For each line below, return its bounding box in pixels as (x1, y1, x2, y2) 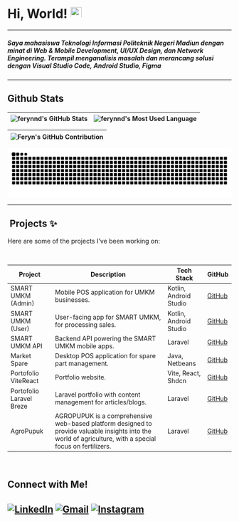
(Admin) (10, 299, 35, 308)
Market (10, 352, 32, 360)
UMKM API (10, 341, 43, 350)
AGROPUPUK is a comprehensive (54, 412, 153, 420)
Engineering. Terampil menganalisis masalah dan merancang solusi (7, 53, 214, 62)
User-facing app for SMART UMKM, (54, 313, 161, 322)
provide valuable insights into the (54, 427, 152, 435)
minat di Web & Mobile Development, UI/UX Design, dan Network (7, 46, 204, 55)
